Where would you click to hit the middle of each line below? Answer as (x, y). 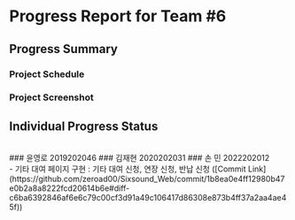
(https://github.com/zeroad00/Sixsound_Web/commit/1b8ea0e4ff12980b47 (147, 179)
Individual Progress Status (84, 126)
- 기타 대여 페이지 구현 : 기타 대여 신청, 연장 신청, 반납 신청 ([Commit (128, 169)
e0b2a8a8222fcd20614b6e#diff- (70, 188)
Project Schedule (47, 74)
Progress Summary (63, 49)
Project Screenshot (52, 97)
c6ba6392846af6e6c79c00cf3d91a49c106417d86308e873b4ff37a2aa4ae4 (148, 198)
